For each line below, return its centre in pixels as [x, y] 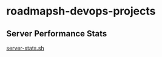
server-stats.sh [25, 48]
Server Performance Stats [57, 34]
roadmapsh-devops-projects [81, 11]
